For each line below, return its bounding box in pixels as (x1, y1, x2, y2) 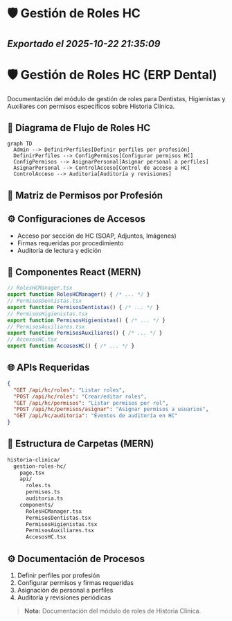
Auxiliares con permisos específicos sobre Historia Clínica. (7, 102, 175, 110)
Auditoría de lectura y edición (17, 246, 102, 254)
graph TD (7, 140, 33, 148)
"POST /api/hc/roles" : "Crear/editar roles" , (13, 393, 148, 400)
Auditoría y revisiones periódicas (17, 593, 111, 602)
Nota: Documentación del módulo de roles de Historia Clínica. (24, 607, 202, 615)
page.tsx (19, 469, 45, 476)
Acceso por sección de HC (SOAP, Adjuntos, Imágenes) (17, 231, 177, 240)
